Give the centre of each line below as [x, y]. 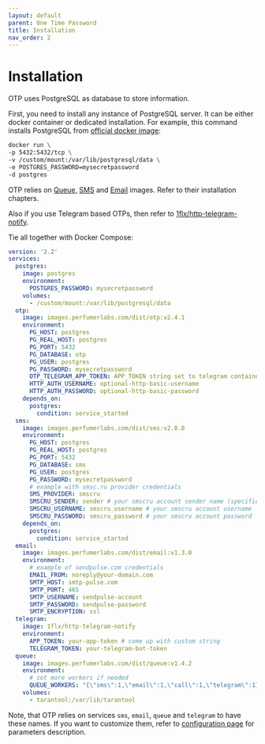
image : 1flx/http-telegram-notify [79, 627]
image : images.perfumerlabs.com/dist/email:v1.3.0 [107, 553]
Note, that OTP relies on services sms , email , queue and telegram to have [125, 715]
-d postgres [28, 175]
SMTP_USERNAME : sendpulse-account [86, 597]
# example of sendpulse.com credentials [96, 568]
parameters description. [47, 731]
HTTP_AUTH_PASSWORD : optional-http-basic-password [114, 391]
